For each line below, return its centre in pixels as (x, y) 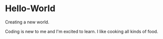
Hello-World (30, 9)
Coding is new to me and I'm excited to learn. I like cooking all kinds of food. (82, 31)
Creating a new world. (27, 22)
